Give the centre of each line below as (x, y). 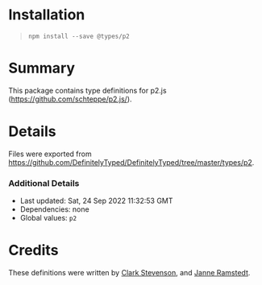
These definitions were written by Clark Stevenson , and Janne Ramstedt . (129, 273)
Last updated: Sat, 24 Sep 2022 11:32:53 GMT (96, 201)
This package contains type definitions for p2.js (87, 90)
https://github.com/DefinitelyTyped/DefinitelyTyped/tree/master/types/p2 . (131, 162)
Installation (47, 15)
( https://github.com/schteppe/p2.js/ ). (70, 99)
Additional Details (44, 183)
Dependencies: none (55, 209)
